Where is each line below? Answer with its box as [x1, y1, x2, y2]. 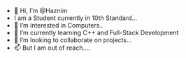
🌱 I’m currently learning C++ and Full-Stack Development [13, 28, 179, 37]
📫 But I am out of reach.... [13, 43, 90, 52]
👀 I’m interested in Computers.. [13, 21, 103, 29]
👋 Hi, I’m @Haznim [13, 7, 68, 14]
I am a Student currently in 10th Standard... [13, 14, 138, 22]
